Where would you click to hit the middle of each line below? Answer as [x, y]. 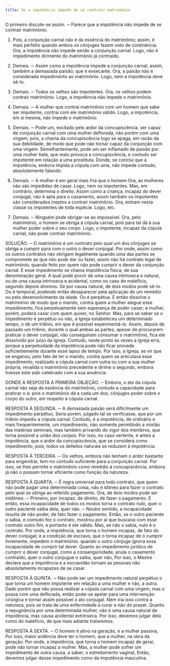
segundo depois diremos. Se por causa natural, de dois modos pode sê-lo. [83, 286]
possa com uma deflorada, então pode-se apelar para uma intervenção [80, 594]
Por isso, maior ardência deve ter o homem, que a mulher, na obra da [77, 636]
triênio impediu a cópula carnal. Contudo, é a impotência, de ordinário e [80, 419]
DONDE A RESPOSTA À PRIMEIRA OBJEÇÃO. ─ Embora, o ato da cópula [81, 382]
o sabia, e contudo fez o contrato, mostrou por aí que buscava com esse [81, 519]
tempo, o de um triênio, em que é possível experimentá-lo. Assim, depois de [85, 324]
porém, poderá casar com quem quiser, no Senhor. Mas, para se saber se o [84, 313]
